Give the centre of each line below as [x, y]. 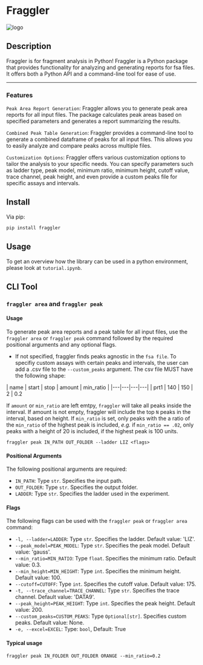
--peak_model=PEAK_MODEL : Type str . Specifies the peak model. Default [102, 546]
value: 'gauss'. [33, 552]
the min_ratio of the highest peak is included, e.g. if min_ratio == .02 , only [100, 425]
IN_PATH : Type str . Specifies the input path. [69, 481]
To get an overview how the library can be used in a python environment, [97, 261]
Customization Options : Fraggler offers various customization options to [96, 157]
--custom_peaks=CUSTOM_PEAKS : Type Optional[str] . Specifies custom [101, 616]
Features [20, 95]
